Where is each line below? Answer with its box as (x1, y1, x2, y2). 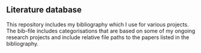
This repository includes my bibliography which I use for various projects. (6, 20, 189, 28)
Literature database (6, 5, 82, 15)
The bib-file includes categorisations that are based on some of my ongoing (6, 27, 196, 34)
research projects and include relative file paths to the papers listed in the (6, 33, 190, 41)
